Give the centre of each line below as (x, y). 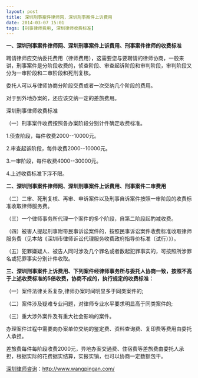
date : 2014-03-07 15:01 (35, 22)
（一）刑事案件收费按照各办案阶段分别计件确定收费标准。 (76, 123)
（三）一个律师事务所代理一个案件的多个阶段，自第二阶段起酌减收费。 (91, 219)
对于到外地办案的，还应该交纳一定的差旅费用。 (63, 98)
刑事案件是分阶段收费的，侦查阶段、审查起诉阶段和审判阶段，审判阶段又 (104, 66)
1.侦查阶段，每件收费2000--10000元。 (53, 136)
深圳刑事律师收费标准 (32, 111)
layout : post (22, 12)
